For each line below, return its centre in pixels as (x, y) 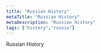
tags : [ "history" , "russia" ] (41, 28)
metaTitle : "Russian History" (43, 17)
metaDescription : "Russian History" (51, 22)
